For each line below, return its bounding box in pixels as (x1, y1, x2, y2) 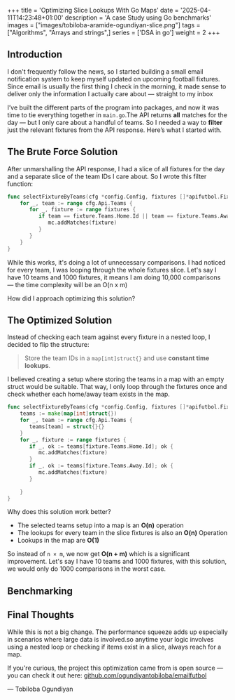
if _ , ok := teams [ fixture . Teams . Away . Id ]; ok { (29, 463, 173, 470)
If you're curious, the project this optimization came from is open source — (7, 663, 224, 672)
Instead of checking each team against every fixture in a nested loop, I (7, 333, 211, 341)
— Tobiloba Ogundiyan (7, 685, 73, 693)
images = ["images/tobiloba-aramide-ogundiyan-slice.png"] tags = (7, 21, 201, 29)
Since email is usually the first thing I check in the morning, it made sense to (7, 82, 227, 91)
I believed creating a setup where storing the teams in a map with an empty (7, 375, 225, 383)
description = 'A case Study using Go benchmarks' (64, 13, 212, 22)
